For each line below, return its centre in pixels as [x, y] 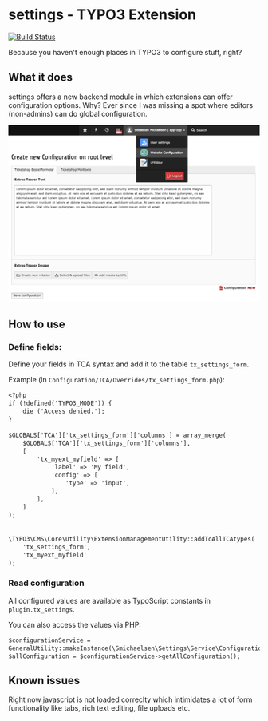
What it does [41, 77]
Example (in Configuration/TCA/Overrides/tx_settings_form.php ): [116, 380]
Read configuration [47, 583]
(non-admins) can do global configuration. [78, 113]
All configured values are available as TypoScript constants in [110, 600]
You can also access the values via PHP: [75, 624]
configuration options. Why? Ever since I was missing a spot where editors [131, 105]
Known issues [44, 680]
